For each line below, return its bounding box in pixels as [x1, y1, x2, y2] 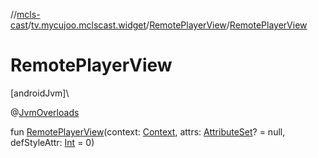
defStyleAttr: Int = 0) [10, 136, 95, 148]
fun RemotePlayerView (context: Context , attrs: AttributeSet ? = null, [10, 125, 286, 138]
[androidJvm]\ [10, 87, 70, 99]
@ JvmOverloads [10, 106, 80, 118]
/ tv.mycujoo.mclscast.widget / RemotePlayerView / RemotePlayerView [27, 19, 308, 31]
